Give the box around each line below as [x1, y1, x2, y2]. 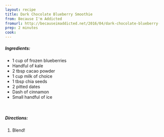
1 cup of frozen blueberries [12, 57, 67, 63]
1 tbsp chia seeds [12, 78, 47, 84]
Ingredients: [5, 45, 31, 51]
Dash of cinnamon [12, 89, 49, 95]
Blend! [12, 127, 25, 133]
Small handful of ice [12, 94, 53, 100]
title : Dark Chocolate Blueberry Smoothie [5, 12, 93, 17]
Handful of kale [12, 62, 43, 69]
